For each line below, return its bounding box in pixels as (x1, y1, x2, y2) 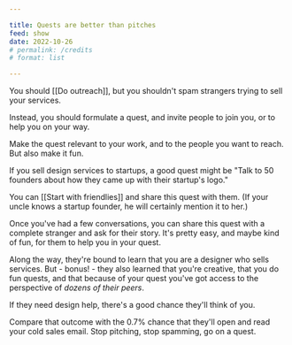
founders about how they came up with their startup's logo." (9, 174, 228, 186)
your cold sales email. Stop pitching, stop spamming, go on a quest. (9, 326, 257, 337)
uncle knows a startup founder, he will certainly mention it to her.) (9, 201, 249, 212)
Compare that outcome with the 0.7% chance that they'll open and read (9, 317, 271, 327)
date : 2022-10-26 (9, 37, 73, 46)
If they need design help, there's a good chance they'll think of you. (9, 300, 256, 310)
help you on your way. (9, 121, 90, 133)
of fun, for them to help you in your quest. (9, 237, 162, 248)
